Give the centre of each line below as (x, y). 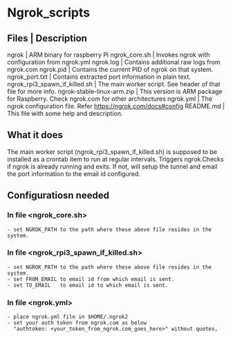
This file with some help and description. (65, 113)
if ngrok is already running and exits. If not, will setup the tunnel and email (112, 166)
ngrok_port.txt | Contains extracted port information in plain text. (99, 77)
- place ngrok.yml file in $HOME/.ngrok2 (68, 317)
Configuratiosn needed (58, 196)
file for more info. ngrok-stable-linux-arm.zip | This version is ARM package (115, 91)
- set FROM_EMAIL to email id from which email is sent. (91, 279)
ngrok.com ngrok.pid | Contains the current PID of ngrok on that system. (110, 69)
